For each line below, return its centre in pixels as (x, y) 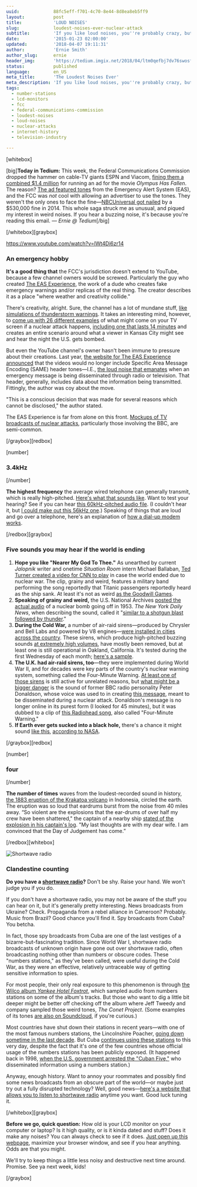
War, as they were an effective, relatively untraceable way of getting (88, 967)
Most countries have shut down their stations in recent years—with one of (95, 1028)
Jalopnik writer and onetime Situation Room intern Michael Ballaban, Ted (102, 569)
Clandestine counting (38, 869)
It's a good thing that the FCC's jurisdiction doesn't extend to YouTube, (92, 272)
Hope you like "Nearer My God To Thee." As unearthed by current (95, 562)
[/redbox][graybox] (29, 534)
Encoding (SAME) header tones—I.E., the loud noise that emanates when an (98, 369)
